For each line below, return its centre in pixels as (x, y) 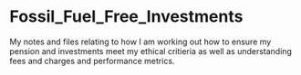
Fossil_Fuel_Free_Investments (126, 17)
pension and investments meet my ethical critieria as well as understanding (150, 51)
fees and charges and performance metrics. (92, 61)
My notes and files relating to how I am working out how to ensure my (140, 42)
